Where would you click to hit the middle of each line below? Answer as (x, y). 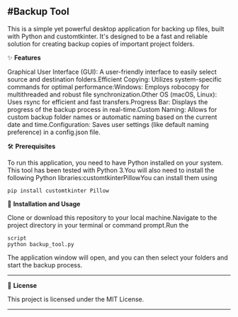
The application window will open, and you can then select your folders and (118, 257)
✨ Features (24, 57)
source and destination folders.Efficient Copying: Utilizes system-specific (114, 79)
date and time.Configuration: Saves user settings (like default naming (108, 124)
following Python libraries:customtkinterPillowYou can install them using (112, 177)
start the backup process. (45, 265)
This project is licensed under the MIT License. (76, 299)
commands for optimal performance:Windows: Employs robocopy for (108, 87)
